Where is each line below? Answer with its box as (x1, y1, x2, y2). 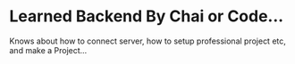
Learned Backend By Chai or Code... (9, 6, 284, 27)
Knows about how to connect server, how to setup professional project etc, (9, 36, 286, 46)
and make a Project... (9, 44, 88, 55)
